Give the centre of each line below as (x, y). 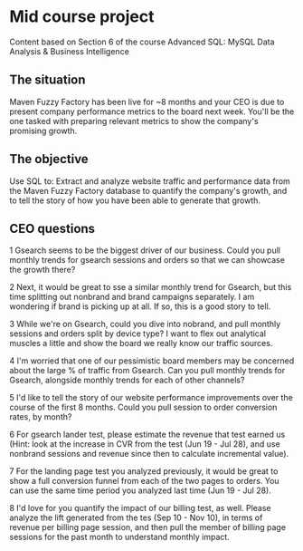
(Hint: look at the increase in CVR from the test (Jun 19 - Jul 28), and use (145, 444)
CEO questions (52, 228)
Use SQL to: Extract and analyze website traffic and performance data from (150, 181)
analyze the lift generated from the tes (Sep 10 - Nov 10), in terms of (136, 517)
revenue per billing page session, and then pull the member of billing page (148, 527)
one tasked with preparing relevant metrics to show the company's (134, 121)
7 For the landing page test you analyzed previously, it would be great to (144, 471)
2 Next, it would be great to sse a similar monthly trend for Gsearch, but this (151, 287)
